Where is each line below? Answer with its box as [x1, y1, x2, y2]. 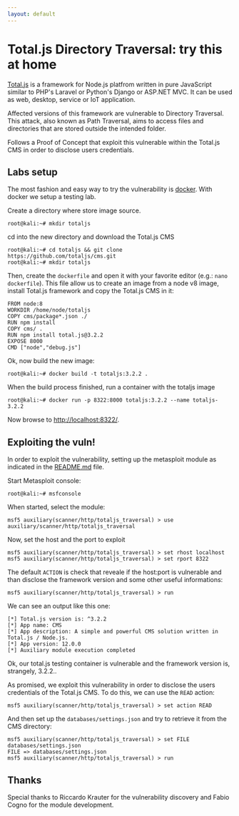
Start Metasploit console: [7, 476, 81, 485]
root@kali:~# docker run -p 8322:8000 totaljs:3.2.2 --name [7, 397, 190, 404]
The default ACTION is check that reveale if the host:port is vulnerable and [7, 568, 223, 576]
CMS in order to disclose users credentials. [7, 146, 134, 154]
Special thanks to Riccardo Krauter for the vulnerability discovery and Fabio [7, 793, 230, 801]
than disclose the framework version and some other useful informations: [7, 576, 223, 584]
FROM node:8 [7, 300, 43, 307]
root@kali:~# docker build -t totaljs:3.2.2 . [7, 370, 148, 378]
